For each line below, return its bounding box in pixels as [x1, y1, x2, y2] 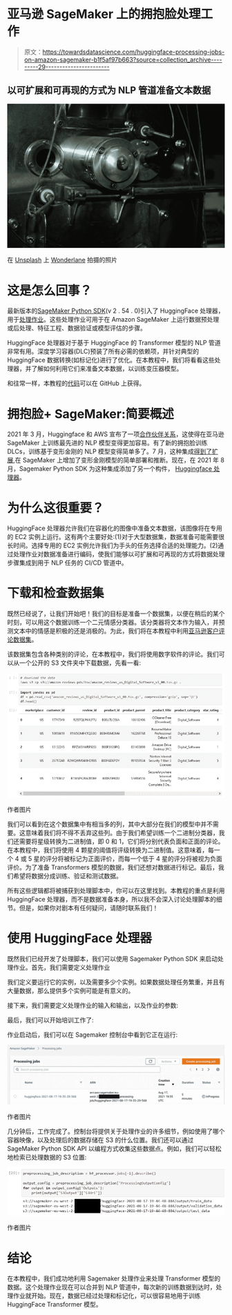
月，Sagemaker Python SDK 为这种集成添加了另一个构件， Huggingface [7, 465, 213, 473]
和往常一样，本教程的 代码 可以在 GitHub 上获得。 [7, 379, 146, 387]
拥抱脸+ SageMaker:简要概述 [7, 406, 174, 422]
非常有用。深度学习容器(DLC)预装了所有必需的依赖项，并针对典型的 [7, 347, 200, 355]
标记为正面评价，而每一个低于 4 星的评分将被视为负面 [70, 854, 223, 863]
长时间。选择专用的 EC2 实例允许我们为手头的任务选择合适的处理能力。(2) [7, 541, 218, 549]
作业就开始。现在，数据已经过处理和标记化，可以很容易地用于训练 [12, 1292, 201, 1300]
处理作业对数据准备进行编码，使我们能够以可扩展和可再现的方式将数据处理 [12, 550, 225, 558]
